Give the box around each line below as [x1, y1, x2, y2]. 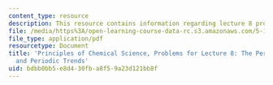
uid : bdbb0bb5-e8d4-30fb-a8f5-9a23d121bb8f [8, 65, 158, 73]
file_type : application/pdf [8, 34, 104, 43]
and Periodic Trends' [15, 57, 89, 66]
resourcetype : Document [8, 42, 89, 50]
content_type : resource [8, 11, 89, 20]
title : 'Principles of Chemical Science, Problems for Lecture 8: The [8, 49, 253, 57]
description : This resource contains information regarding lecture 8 [8, 19, 253, 28]
